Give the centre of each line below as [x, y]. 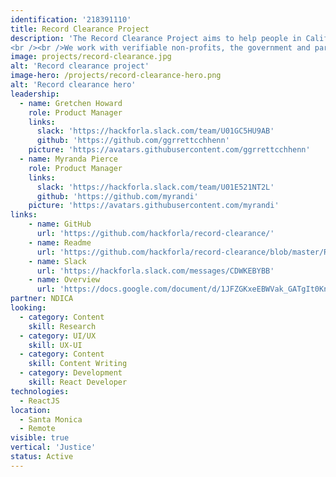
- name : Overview [64, 280]
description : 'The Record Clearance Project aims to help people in [156, 38]
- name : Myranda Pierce [68, 159]
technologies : [40, 391]
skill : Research [62, 326]
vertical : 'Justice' [53, 447]
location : [31, 410]
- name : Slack [57, 261]
